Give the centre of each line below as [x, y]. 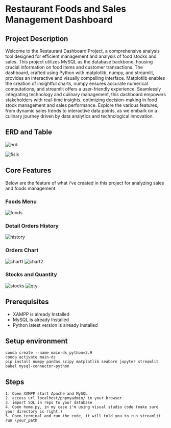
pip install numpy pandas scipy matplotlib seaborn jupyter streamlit [82, 362]
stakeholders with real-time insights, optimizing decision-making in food [81, 100]
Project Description [37, 39]
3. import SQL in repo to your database [49, 403]
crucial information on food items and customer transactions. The [74, 67]
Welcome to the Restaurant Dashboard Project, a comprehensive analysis [82, 51]
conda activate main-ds [31, 357]
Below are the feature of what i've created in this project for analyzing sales [85, 183]
